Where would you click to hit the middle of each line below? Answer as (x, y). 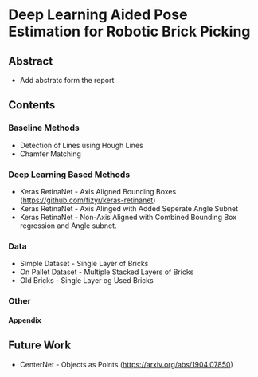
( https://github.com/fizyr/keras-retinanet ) (88, 200)
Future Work (40, 346)
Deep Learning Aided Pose (98, 15)
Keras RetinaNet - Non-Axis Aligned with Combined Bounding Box (128, 217)
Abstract (31, 61)
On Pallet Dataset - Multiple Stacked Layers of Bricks (107, 272)
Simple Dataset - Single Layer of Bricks (84, 264)
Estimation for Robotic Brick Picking (129, 31)
